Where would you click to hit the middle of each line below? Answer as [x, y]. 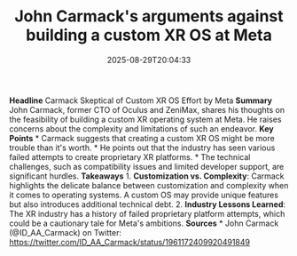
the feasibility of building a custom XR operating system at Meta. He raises [145, 119]
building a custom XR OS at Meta [149, 35]
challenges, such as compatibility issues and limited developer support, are [147, 166]
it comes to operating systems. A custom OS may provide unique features [144, 195]
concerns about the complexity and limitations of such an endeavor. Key [142, 128]
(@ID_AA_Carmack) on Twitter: [66, 232]
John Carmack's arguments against [149, 16]
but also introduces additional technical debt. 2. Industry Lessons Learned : [148, 204]
